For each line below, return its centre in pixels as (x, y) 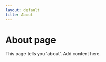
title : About (19, 15)
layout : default (22, 10)
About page (31, 40)
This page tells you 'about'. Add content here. (53, 54)
